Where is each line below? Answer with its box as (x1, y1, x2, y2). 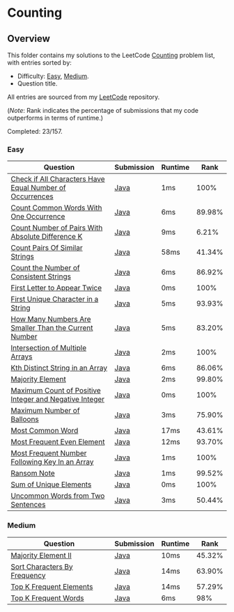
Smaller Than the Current (10, 323, 93, 333)
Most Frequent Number (10, 448, 87, 458)
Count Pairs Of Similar (10, 243, 83, 253)
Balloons (10, 414, 40, 424)
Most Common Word (10, 426, 79, 436)
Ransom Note (10, 469, 56, 478)
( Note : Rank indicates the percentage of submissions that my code (7, 107, 198, 114)
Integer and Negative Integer (10, 395, 105, 405)
